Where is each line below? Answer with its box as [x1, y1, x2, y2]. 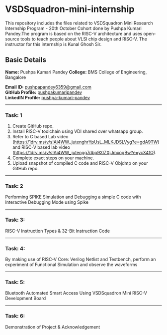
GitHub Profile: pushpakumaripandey [5, 89, 83, 95]
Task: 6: [5, 313, 25, 320]
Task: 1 [5, 111, 22, 118]
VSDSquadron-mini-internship [5, 3, 135, 15]
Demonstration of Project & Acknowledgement [5, 324, 100, 330]
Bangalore [5, 74, 26, 80]
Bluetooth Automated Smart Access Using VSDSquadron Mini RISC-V [5, 290, 148, 296]
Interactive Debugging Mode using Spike [5, 199, 88, 205]
